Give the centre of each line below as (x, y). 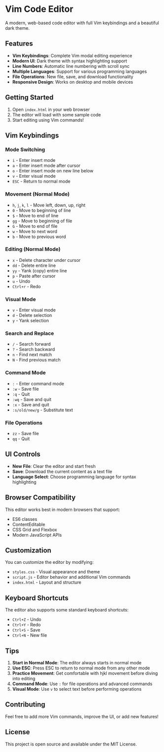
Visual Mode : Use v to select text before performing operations (77, 689)
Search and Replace (30, 334)
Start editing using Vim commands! (48, 120)
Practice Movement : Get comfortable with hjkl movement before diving (85, 673)
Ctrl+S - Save (26, 630)
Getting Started (29, 98)
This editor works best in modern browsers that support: (62, 509)
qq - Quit (21, 439)
